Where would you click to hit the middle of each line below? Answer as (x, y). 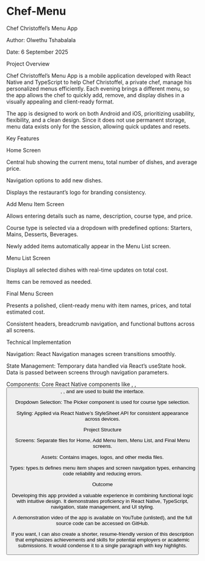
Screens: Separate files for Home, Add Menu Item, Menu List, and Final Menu (103, 441)
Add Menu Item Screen (35, 204)
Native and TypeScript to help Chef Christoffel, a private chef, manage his (99, 82)
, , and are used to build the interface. (103, 391)
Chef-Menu (36, 11)
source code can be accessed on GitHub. (103, 523)
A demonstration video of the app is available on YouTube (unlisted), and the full (102, 517)
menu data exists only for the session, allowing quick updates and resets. (99, 126)
